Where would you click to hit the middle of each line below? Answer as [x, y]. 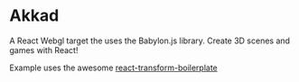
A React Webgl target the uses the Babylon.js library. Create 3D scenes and [150, 41]
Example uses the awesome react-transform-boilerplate [114, 68]
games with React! [44, 50]
